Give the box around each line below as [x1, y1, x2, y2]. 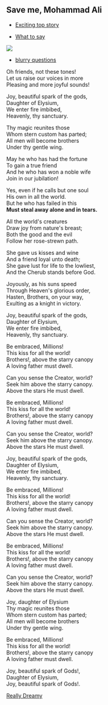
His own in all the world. [6, 193, 67, 200]
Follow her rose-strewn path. [6, 237, 79, 245]
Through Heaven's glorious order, [6, 287, 91, 294]
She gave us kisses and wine [6, 249, 79, 256]
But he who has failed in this [6, 199, 77, 207]
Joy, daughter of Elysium [6, 598, 69, 606]
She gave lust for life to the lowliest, [6, 262, 96, 269]
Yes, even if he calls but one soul [6, 186, 89, 194]
